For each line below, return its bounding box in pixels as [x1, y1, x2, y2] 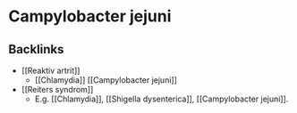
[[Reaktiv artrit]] [21, 65, 81, 76]
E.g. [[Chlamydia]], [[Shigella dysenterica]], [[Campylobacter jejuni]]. [34, 93, 289, 104]
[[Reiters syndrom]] [21, 85, 94, 94]
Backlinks [8, 42, 64, 57]
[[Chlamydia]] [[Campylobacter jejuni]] [34, 75, 178, 85]
